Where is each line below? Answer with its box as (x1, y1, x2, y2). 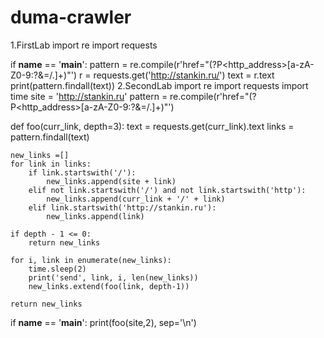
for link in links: (10, 159, 92, 169)
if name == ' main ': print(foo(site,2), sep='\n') (10, 316, 197, 328)
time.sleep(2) (28, 264, 87, 274)
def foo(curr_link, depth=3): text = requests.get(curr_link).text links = (10, 120, 295, 132)
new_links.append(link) (46, 211, 145, 221)
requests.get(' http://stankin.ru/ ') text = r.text (93, 69, 275, 81)
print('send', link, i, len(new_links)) (28, 272, 199, 283)
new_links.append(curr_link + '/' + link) (46, 194, 226, 204)
